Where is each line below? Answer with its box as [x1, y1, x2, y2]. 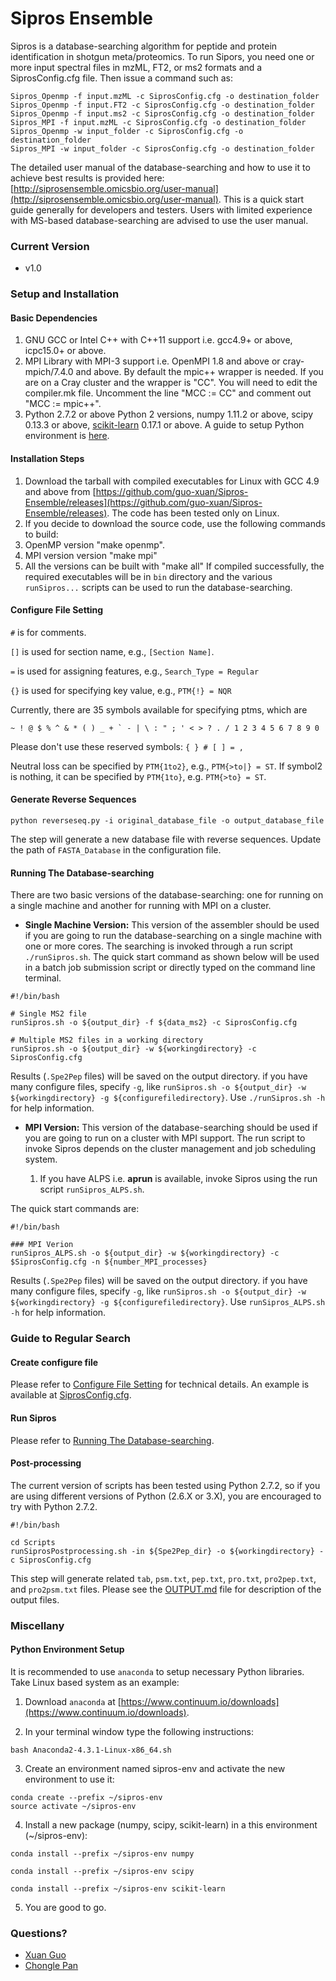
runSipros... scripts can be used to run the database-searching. [24, 581, 293, 593]
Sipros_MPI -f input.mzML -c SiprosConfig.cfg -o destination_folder [10, 117, 307, 127]
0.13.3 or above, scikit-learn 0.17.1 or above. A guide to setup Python [24, 419, 305, 431]
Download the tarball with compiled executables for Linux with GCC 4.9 [24, 475, 320, 487]
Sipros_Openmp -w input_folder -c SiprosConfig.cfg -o [10, 126, 244, 136]
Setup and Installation [10, 287, 120, 301]
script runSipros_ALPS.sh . [39, 1183, 145, 1196]
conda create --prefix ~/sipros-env [10, 1792, 163, 1802]
